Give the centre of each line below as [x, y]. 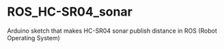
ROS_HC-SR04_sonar [70, 12]
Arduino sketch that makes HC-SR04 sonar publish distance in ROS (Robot [112, 31]
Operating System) [33, 37]
